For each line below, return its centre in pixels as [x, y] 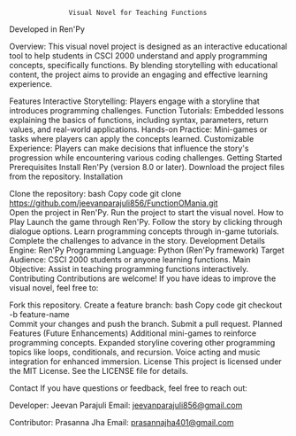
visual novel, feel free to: [54, 288]
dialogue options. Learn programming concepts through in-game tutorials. [144, 231]
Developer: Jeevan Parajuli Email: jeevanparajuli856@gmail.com [126, 405]
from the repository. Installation [66, 176]
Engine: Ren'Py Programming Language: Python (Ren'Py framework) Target [147, 250]
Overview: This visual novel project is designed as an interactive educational [148, 46]
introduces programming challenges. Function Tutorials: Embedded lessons [147, 110]
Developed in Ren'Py [47, 29]
